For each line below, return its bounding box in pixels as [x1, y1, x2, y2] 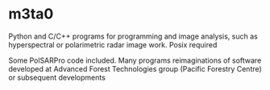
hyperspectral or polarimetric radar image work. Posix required [8, 39, 218, 49]
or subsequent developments [8, 72, 106, 82]
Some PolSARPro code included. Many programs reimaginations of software [8, 55, 262, 65]
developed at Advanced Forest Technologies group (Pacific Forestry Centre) [8, 63, 262, 73]
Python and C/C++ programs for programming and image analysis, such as [8, 31, 258, 41]
